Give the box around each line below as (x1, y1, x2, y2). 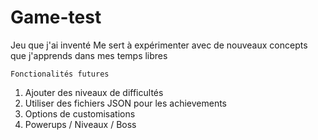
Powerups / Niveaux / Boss (24, 118, 137, 130)
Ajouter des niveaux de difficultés (24, 86, 164, 98)
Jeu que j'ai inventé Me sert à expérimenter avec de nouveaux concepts (10, 39, 308, 51)
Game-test (10, 6, 102, 29)
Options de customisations (24, 107, 136, 120)
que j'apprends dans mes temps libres (10, 49, 168, 61)
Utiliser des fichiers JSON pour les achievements (24, 97, 227, 109)
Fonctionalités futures (10, 69, 110, 79)
